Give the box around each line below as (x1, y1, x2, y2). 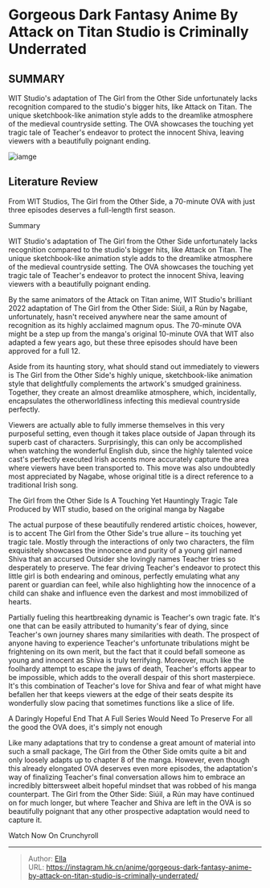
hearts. (8, 596, 32, 606)
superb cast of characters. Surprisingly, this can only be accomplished (8, 437, 243, 446)
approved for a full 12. (8, 346, 81, 355)
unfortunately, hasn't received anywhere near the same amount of (8, 312, 227, 322)
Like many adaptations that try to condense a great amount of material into (8, 737, 256, 747)
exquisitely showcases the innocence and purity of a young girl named (8, 546, 243, 555)
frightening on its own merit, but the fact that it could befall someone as (8, 646, 246, 656)
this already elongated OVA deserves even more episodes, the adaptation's (8, 763, 258, 773)
